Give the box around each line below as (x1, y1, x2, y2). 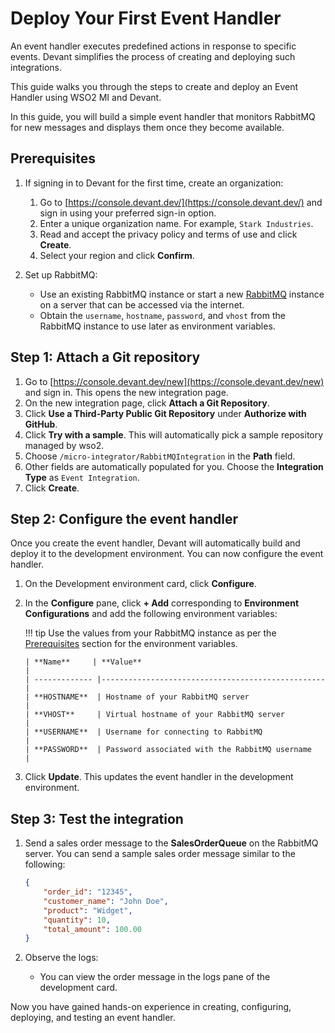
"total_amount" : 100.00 (43, 924, 142, 934)
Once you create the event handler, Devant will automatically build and (10, 537, 301, 549)
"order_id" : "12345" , (43, 887, 133, 897)
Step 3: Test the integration (10, 810, 184, 827)
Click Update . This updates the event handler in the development (24, 771, 294, 783)
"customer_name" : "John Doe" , (43, 896, 169, 906)
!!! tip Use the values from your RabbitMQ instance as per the (24, 627, 277, 639)
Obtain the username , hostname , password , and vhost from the (39, 309, 286, 321)
